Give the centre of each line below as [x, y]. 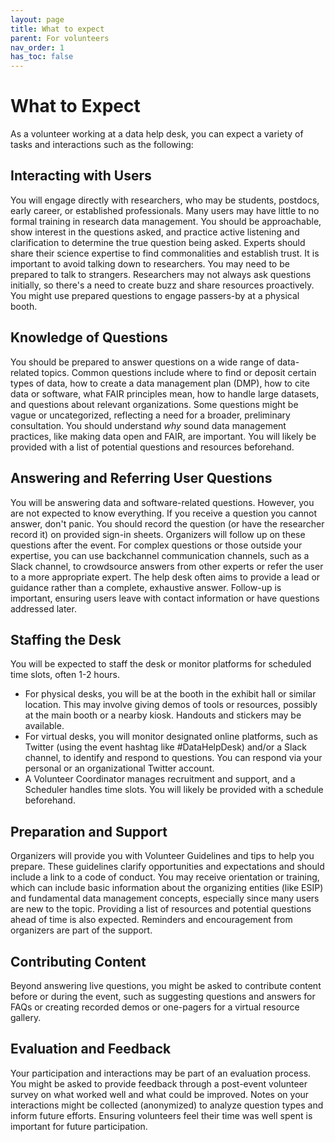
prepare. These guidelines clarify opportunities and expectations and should [167, 867]
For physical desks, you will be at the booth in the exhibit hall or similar [170, 694]
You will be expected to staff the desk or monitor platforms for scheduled [161, 664]
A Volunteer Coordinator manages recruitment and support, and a [160, 779]
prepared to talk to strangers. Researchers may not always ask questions [161, 274]
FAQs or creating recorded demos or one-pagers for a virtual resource [155, 1007]
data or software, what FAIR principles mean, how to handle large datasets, [165, 393]
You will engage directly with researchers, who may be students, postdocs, [165, 200]
